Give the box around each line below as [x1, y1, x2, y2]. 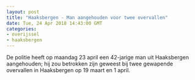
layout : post [6, 8, 40, 15]
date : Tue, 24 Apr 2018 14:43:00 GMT [6, 20, 103, 26]
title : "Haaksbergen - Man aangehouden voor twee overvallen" [6, 15, 168, 21]
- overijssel [6, 32, 40, 38]
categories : [6, 25, 37, 32]
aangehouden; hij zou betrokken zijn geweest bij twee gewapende [6, 60, 173, 67]
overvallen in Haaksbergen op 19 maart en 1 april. [6, 67, 130, 73]
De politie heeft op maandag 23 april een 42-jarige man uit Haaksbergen [6, 54, 189, 61]
